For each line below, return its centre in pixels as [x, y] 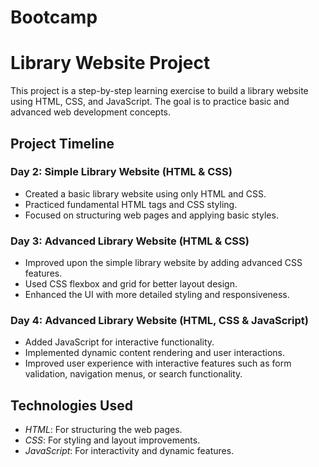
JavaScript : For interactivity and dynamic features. [129, 451]
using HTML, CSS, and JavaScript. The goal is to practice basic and [150, 102]
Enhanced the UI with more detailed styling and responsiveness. [157, 295]
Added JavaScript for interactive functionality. [119, 342]
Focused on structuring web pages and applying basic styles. [151, 215]
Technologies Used [71, 405]
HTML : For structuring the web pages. [103, 430]
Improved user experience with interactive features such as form [158, 363]
